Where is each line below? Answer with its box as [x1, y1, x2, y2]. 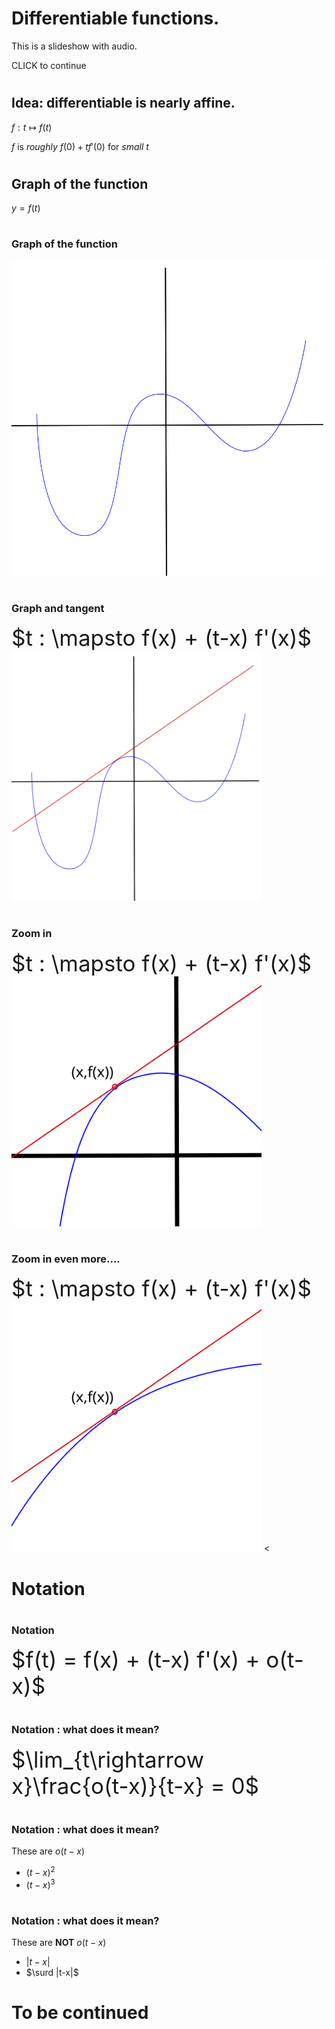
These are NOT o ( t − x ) [11, 1937, 107, 1949]
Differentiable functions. [11, 7, 220, 30]
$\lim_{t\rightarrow [11, 1745, 205, 1773]
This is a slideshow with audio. [11, 40, 138, 52]
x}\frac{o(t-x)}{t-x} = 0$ [11, 1772, 259, 1799]
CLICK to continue [11, 59, 87, 71]
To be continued [11, 2002, 149, 2024]
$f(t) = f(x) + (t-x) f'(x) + [11, 1646, 261, 1674]
